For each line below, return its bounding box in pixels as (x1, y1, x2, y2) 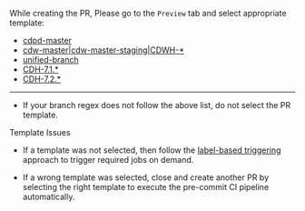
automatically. (22, 191, 75, 202)
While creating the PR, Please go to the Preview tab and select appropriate (9, 8, 288, 18)
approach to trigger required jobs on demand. (22, 155, 194, 165)
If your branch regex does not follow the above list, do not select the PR (22, 100, 291, 110)
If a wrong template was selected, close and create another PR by (22, 172, 270, 183)
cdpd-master (22, 35, 73, 45)
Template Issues (9, 127, 71, 137)
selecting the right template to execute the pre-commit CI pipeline (22, 182, 270, 192)
